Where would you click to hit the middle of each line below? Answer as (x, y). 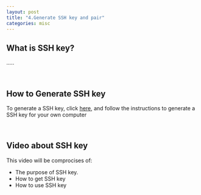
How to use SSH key (41, 185)
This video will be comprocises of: (49, 160)
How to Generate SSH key (56, 94)
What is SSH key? (41, 48)
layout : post (23, 12)
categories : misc (28, 23)
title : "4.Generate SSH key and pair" (55, 18)
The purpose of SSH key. (47, 172)
